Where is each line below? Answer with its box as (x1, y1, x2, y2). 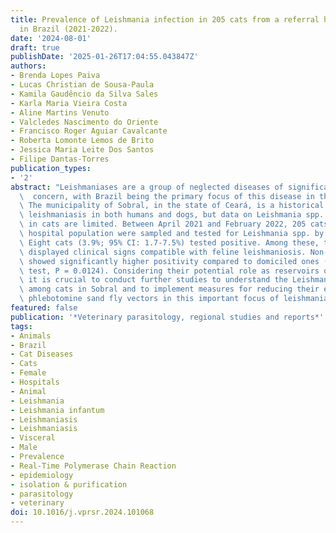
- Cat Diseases (10, 349, 74, 360)
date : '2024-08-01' (10, 33, 92, 43)
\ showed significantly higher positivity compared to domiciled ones (19, 256, 320, 266)
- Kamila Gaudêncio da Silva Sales (10, 89, 159, 99)
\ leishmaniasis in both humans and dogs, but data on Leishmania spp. (19, 210, 325, 220)
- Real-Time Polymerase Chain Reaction (10, 461, 177, 471)
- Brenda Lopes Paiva (10, 71, 101, 81)
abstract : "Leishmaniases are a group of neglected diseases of (10, 182, 284, 192)
